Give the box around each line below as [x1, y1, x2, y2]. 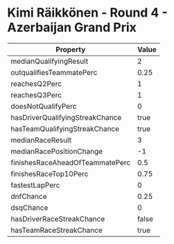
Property [55, 44, 86, 54]
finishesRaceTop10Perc [10, 168, 89, 178]
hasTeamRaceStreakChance [10, 225, 103, 235]
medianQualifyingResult [10, 56, 89, 66]
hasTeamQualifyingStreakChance [10, 123, 120, 133]
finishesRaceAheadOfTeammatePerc [10, 157, 131, 167]
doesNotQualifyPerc [10, 101, 77, 111]
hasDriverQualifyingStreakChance [10, 112, 122, 122]
